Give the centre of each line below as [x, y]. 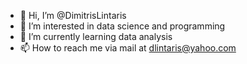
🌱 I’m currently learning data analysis [96, 36]
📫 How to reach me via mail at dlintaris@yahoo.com [128, 48]
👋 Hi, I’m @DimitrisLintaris [73, 15]
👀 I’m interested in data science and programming [122, 26]
